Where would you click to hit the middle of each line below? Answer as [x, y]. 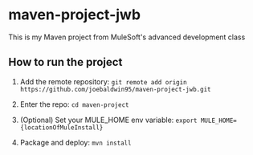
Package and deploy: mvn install [75, 142]
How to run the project [65, 62]
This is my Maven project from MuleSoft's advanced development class [127, 37]
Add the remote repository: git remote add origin [103, 81]
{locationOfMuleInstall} [61, 127]
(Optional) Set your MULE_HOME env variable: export [109, 120]
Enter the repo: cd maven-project [74, 104]
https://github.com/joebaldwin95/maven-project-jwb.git [115, 89]
